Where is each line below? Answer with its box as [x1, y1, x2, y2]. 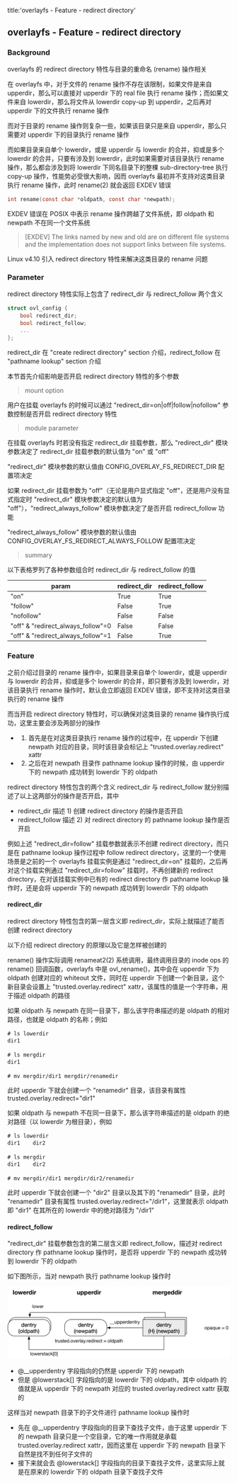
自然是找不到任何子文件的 [17, 1450, 93, 1458]
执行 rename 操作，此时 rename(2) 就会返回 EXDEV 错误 [7, 181, 172, 189]
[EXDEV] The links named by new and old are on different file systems [24, 232, 230, 241]
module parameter [24, 424, 79, 433]
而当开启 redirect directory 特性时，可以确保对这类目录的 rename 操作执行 [7, 710, 224, 718]
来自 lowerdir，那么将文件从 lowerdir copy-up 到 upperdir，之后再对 [13, 97, 212, 106]
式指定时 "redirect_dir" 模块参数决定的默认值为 [7, 495, 143, 504]
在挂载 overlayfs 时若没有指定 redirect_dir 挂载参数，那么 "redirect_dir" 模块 [7, 438, 229, 447]
